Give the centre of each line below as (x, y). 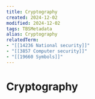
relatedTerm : (23, 40)
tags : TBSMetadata (29, 29)
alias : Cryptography (32, 34)
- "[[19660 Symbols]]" (35, 57)
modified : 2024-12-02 (33, 23)
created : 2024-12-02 (32, 18)
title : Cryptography (32, 12)
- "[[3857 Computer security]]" (47, 51)
